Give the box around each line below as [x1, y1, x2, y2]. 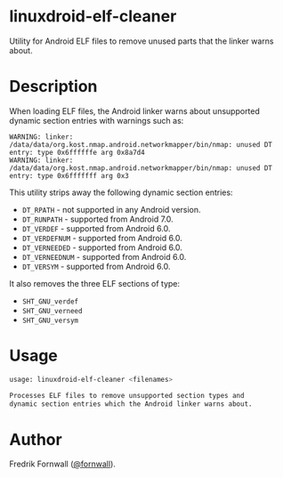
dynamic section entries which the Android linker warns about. [9, 399, 253, 409]
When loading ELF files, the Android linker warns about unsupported [9, 105, 261, 117]
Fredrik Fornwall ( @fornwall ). [9, 458, 116, 469]
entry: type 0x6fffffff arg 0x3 [9, 171, 129, 180]
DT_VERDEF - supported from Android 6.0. [21, 223, 171, 233]
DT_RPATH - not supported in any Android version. [21, 204, 202, 215]
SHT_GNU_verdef [21, 296, 79, 306]
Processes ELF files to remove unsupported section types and [9, 391, 245, 400]
